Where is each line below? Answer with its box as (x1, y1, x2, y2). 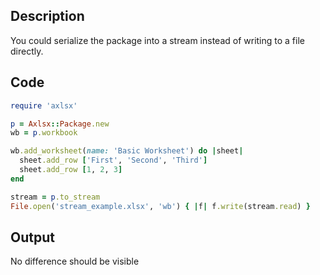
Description (10, 8, 85, 25)
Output (10, 229, 55, 246)
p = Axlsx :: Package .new (10, 119, 110, 129)
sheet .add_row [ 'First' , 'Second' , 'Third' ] (19, 155, 208, 166)
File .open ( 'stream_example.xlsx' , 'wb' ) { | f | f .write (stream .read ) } (10, 201, 311, 211)
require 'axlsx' (10, 100, 78, 111)
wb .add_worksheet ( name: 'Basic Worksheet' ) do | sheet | (10, 146, 244, 156)
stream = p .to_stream (10, 192, 101, 202)
